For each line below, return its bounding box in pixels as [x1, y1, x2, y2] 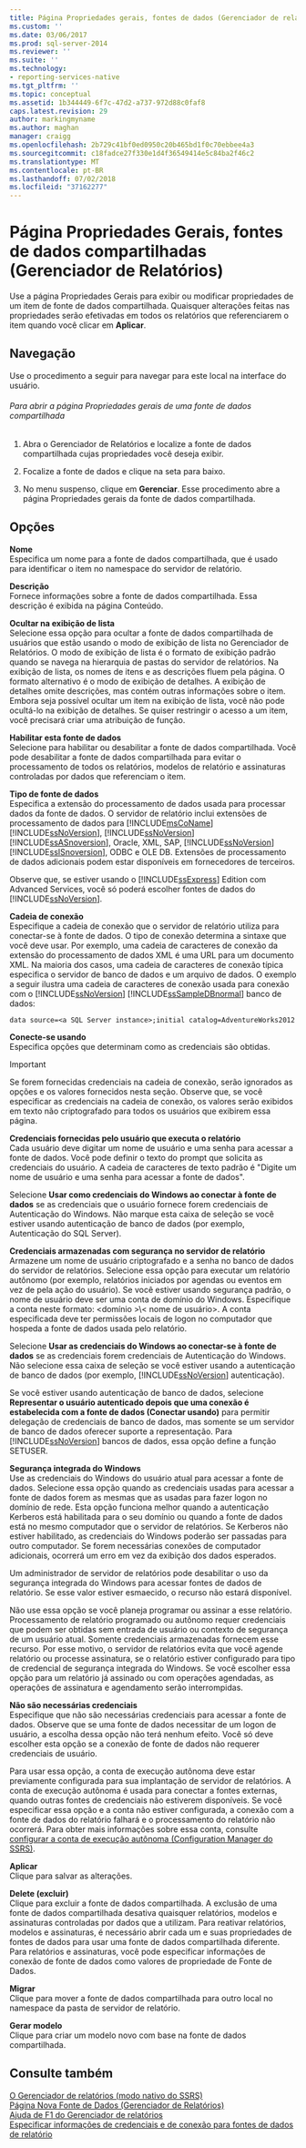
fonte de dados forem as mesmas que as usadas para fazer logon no [9, 1491, 268, 1502]
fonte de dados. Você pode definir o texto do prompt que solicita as [9, 1152, 263, 1163]
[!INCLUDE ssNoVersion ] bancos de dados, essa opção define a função [9, 1435, 277, 1446]
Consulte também [9, 2066, 114, 2082]
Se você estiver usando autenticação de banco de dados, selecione [9, 1387, 264, 1398]
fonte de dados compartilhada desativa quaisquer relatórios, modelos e [9, 1907, 278, 1918]
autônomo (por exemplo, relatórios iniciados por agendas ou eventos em [9, 1274, 282, 1285]
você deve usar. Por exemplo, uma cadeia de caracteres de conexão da [9, 940, 279, 951]
